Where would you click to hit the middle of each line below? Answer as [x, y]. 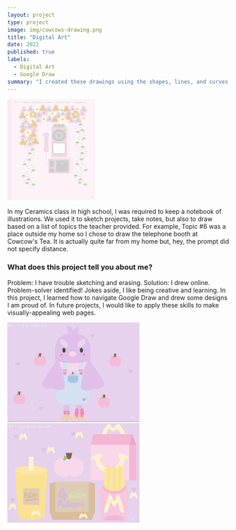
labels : [19, 60]
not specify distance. [38, 249]
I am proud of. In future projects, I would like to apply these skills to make [113, 305]
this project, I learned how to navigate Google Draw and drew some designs [117, 297]
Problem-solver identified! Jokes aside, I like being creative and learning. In [117, 290]
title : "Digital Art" [39, 37]
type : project [28, 22]
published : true [31, 52]
